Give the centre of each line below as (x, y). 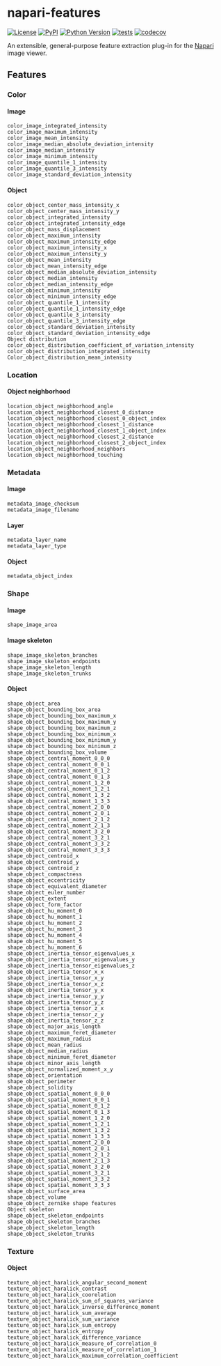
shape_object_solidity (40, 1087)
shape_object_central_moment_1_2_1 (59, 789)
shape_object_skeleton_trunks (51, 1234)
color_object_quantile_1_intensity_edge (67, 309)
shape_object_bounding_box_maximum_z (62, 728)
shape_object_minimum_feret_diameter (62, 1057)
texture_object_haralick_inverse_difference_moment (83, 1307)
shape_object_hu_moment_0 (44, 910)
